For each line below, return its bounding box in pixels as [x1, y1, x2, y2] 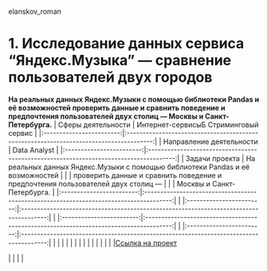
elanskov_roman [8, 7, 62, 16]
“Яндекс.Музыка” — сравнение [8, 52, 232, 70]
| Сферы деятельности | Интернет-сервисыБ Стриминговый [53, 119, 259, 130]
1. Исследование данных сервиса [8, 35, 245, 52]
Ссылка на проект [115, 238, 178, 247]
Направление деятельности [163, 137, 259, 146]
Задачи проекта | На [186, 153, 256, 163]
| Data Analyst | [8, 145, 59, 154]
